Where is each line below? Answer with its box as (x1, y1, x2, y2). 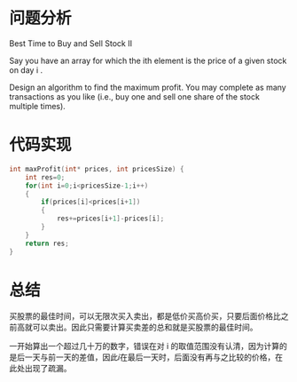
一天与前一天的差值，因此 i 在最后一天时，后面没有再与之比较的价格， (24, 352, 276, 362)
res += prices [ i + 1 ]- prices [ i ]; (56, 214, 165, 223)
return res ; (25, 239, 69, 248)
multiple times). (9, 100, 66, 111)
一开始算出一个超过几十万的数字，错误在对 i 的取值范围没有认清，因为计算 (9, 341, 280, 352)
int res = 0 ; (25, 172, 66, 182)
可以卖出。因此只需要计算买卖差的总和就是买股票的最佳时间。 (32, 322, 258, 333)
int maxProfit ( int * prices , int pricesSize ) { (9, 164, 184, 173)
